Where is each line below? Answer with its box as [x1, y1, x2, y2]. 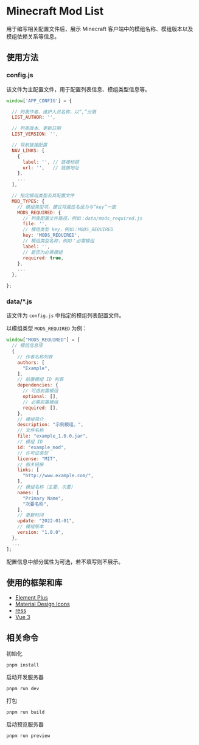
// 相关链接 [17, 461, 44, 467]
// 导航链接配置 [12, 142, 47, 148]
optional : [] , [22, 394, 59, 400]
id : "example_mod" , [17, 444, 67, 450]
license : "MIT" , [17, 455, 59, 462]
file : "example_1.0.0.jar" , [17, 433, 88, 439]
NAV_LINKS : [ [12, 147, 45, 153]
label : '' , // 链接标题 [22, 159, 79, 165]
